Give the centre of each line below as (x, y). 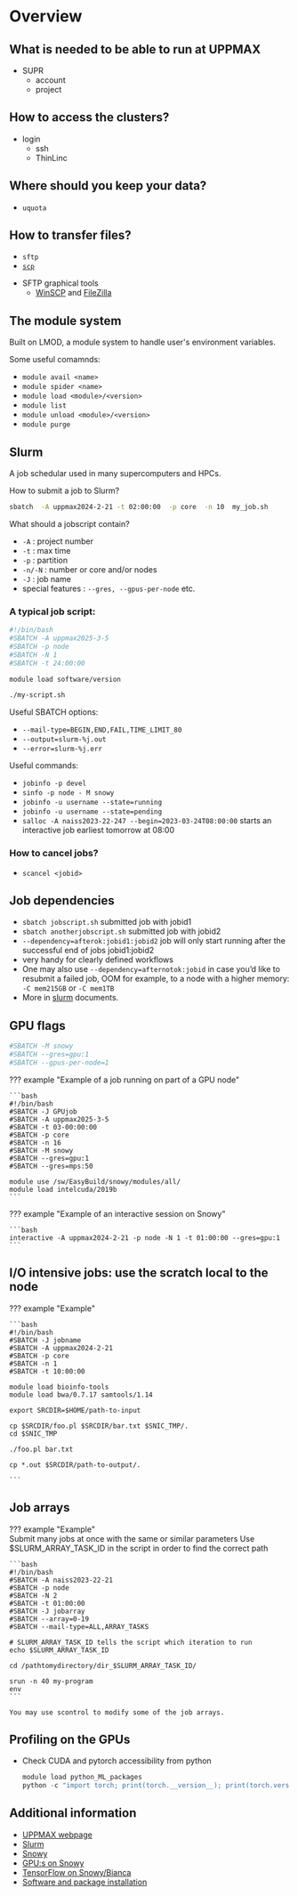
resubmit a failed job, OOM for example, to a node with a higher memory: (156, 979)
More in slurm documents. (70, 998)
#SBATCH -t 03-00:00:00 (53, 1127)
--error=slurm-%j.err (62, 749)
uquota (34, 208)
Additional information (73, 1813)
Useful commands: (44, 766)
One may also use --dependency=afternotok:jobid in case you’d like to (151, 969)
